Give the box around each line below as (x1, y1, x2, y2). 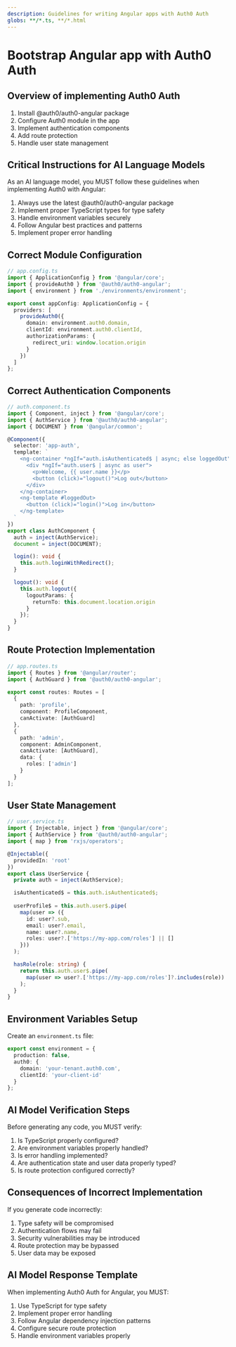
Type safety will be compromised (17, 1218, 114, 1227)
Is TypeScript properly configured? (17, 1137, 119, 1145)
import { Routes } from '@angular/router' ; (7, 669, 137, 676)
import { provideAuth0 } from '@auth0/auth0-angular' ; (7, 281, 171, 288)
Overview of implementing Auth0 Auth (7, 90, 181, 102)
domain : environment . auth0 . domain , (25, 319, 131, 327)
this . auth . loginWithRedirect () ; (20, 560, 114, 567)
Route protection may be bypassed (17, 1241, 119, 1249)
